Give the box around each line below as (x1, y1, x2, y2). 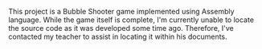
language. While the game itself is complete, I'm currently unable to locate (8, 15, 255, 24)
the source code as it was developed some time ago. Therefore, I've (8, 24, 235, 32)
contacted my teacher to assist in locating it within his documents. (8, 32, 227, 41)
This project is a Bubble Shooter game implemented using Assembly (8, 7, 235, 16)
